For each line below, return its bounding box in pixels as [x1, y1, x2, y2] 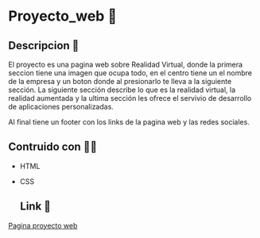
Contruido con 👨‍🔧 [8, 140, 98, 154]
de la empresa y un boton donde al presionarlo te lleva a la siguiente [8, 77, 232, 86]
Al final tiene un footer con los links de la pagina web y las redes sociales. [8, 117, 250, 126]
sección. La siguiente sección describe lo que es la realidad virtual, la [8, 85, 236, 94]
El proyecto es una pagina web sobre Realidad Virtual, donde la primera [8, 59, 243, 69]
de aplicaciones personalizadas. [8, 102, 114, 111]
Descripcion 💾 [8, 39, 80, 52]
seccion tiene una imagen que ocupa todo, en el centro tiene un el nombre [8, 68, 253, 78]
